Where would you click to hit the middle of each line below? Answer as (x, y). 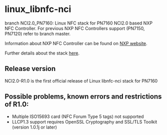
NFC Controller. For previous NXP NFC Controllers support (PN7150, (75, 28)
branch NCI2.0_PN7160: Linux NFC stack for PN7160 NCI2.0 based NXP (79, 23)
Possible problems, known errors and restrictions (83, 97)
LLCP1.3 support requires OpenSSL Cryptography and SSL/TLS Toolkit (84, 121)
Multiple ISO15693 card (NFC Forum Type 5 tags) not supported (78, 116)
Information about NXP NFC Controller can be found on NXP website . (76, 43)
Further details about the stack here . (42, 53)
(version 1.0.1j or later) (34, 127)
